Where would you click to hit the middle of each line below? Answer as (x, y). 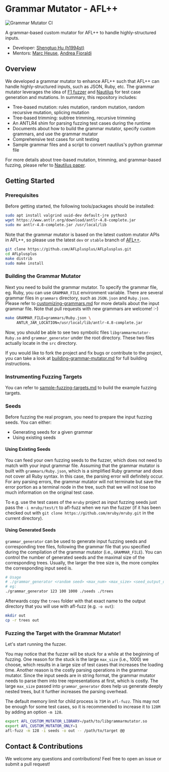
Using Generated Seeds (31, 530)
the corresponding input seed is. (39, 568)
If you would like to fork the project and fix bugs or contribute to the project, (84, 353)
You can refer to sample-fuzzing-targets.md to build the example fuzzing (81, 387)
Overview (21, 69)
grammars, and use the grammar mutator (55, 134)
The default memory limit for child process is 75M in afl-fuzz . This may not (82, 701)
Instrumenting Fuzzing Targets (44, 377)
